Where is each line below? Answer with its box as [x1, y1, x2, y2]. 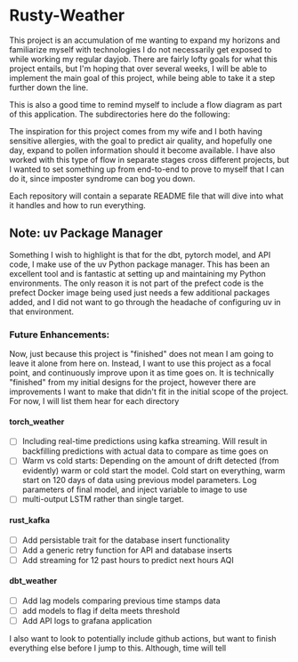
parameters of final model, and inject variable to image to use [21, 484, 247, 495]
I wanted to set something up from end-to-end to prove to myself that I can [9, 164, 285, 174]
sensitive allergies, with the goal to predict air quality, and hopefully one [9, 135, 273, 146]
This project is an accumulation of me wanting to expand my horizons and [9, 35, 280, 45]
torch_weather [9, 416, 65, 427]
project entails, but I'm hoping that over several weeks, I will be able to [9, 63, 268, 74]
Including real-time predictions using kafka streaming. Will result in [21, 436, 268, 447]
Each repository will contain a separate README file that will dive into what [9, 190, 284, 201]
